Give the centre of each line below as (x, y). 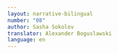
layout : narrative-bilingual (50, 14)
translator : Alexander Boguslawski (60, 33)
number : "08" (26, 20)
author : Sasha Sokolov (41, 27)
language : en (26, 40)
